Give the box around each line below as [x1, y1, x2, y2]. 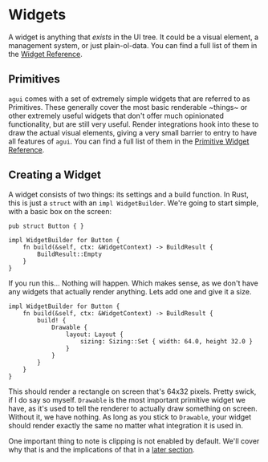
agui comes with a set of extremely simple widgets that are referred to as [8, 94, 250, 103]
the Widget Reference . [8, 49, 83, 59]
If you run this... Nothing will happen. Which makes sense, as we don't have [8, 278, 258, 288]
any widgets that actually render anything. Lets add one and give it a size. [8, 286, 252, 296]
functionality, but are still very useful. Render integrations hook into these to [8, 119, 259, 129]
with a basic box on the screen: [8, 206, 112, 216]
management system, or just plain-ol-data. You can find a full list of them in [8, 40, 258, 50]
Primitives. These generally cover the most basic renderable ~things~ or [8, 102, 248, 111]
